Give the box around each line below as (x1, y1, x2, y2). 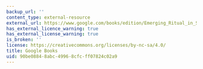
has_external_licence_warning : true (6, 25, 98, 32)
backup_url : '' (6, 8, 45, 15)
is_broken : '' (6, 37, 42, 43)
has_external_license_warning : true (6, 31, 98, 37)
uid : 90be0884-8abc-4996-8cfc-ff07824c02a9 (6, 53, 118, 59)
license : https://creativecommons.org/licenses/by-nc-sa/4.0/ (6, 43, 166, 49)
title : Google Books (6, 48, 59, 54)
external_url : (6, 20, 42, 26)
